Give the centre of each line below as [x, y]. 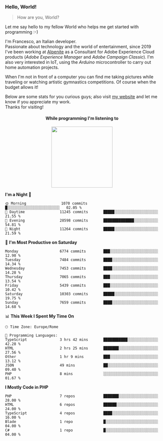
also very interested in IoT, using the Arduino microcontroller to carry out [78, 62]
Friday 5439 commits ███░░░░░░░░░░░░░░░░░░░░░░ [82, 285]
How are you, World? [38, 18]
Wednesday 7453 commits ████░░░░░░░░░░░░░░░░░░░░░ [82, 268]
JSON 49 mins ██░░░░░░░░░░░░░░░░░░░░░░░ [82, 365]
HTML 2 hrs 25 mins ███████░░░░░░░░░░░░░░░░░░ [82, 348]
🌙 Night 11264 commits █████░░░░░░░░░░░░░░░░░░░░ [82, 229]
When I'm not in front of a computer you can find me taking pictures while [79, 77]
